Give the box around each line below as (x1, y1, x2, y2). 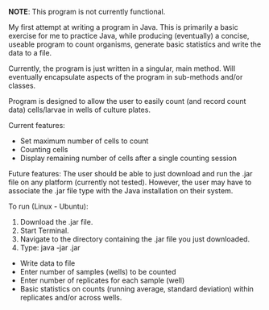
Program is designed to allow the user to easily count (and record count (8, 97, 246, 105)
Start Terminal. (19, 225, 70, 235)
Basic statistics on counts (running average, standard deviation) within (19, 284, 254, 293)
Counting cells (19, 145, 68, 154)
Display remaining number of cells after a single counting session (19, 153, 238, 163)
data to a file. (8, 48, 52, 57)
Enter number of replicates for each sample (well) (19, 275, 185, 285)
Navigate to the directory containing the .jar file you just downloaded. (19, 234, 250, 244)
